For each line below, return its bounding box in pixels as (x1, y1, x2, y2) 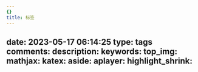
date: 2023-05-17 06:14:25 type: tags (6, 37, 153, 47)
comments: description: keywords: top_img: (6, 46, 178, 56)
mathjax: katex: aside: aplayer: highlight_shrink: (6, 56, 193, 66)
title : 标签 (6, 15, 35, 21)
